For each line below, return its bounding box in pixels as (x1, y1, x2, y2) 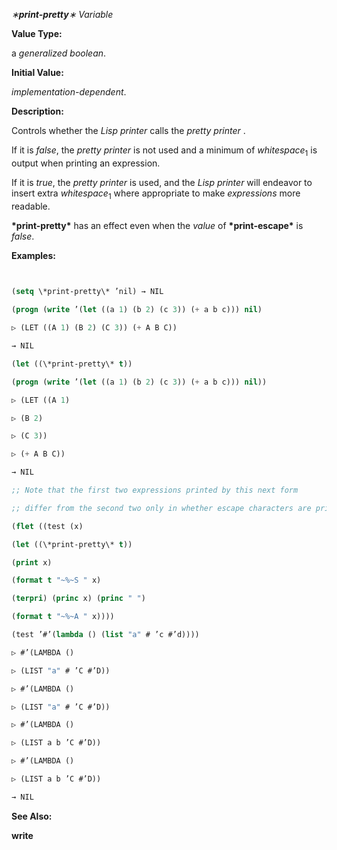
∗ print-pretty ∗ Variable (11, 9, 114, 20)
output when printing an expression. (11, 157, 161, 169)
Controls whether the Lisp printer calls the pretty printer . (11, 125, 246, 136)
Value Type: (11, 28, 63, 39)
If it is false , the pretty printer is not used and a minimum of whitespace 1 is (11, 144, 318, 158)
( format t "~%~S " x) (11, 575, 102, 586)
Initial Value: (11, 67, 64, 78)
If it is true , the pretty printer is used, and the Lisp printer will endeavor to (11, 176, 313, 188)
